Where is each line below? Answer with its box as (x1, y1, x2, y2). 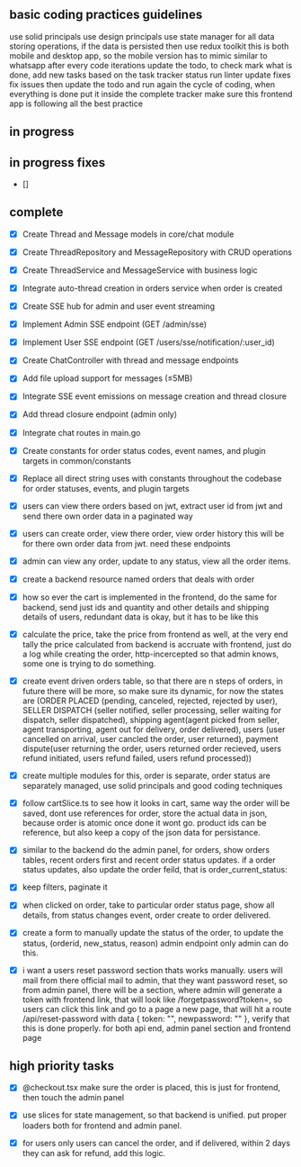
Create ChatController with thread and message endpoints (22, 355, 239, 366)
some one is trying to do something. (22, 658, 156, 669)
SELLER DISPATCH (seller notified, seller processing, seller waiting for (22, 705, 282, 716)
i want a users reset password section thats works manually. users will (22, 964, 283, 975)
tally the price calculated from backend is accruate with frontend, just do (22, 639, 292, 650)
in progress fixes (9, 155, 106, 170)
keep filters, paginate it (22, 882, 108, 892)
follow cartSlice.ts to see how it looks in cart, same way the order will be (22, 798, 290, 809)
